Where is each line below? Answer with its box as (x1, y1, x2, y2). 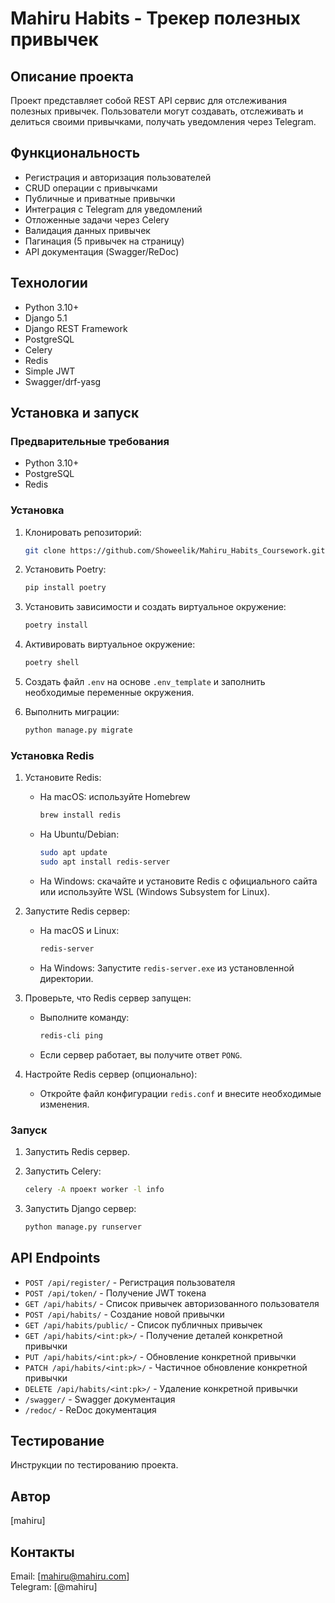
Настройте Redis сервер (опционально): (24, 1068, 198, 1080)
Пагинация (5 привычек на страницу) (24, 235, 185, 247)
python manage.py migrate (24, 725, 133, 736)
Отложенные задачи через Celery (24, 213, 170, 226)
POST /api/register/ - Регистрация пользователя (24, 1276, 236, 1288)
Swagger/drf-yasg (24, 375, 102, 387)
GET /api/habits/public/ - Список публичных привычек (24, 1318, 263, 1331)
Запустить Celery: (24, 1165, 102, 1177)
